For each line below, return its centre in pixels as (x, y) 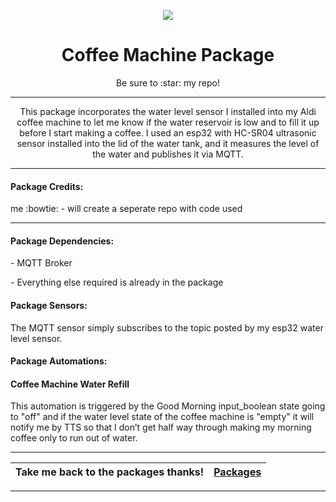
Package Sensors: (49, 305)
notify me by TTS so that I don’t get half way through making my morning (161, 427)
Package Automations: (59, 361)
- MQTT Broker (41, 263)
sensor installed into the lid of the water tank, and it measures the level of (168, 143)
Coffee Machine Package (168, 55)
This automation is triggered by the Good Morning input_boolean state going (168, 406)
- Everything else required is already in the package (117, 282)
